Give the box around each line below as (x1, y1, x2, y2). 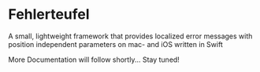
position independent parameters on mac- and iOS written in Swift (8, 39, 223, 49)
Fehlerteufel (8, 5, 90, 23)
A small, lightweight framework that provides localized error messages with (8, 31, 253, 41)
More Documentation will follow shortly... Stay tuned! (8, 55, 180, 64)
